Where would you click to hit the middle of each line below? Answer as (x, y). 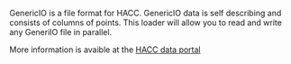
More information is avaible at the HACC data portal (105, 50)
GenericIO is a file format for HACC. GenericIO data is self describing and (145, 13)
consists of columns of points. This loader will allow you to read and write (145, 23)
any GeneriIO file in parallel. (61, 32)
